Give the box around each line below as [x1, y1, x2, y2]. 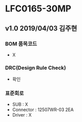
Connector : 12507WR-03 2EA [12, 107, 74, 113]
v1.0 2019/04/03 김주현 [5, 24, 78, 32]
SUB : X [12, 102, 28, 108]
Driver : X [12, 112, 32, 118]
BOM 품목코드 [5, 40, 37, 47]
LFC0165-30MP [5, 3, 72, 14]
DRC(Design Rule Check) [5, 64, 66, 71]
